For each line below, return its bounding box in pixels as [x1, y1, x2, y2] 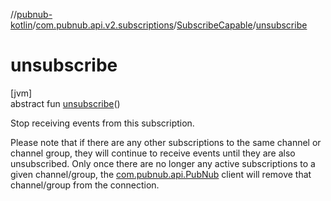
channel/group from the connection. [10, 179, 160, 191]
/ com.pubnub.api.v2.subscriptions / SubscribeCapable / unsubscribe [32, 19, 308, 31]
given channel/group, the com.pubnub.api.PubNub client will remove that [10, 168, 312, 180]
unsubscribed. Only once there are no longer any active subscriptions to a [10, 157, 316, 169]
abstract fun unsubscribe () [10, 97, 121, 109]
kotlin [10, 19, 33, 31]
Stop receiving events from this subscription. [10, 117, 195, 129]
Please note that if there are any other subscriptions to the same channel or [10, 136, 322, 148]
